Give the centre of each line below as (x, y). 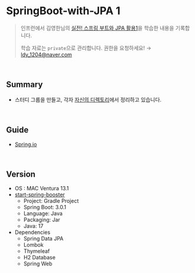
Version (21, 174)
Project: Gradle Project (51, 201)
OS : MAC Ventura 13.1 (42, 188)
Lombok (33, 245)
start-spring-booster (40, 195)
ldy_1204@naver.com (46, 54)
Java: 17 (33, 226)
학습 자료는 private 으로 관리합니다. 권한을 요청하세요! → (86, 48)
